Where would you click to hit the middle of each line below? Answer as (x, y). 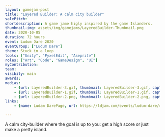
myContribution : (22, 65)
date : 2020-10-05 (23, 33)
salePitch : (16, 19)
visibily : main (21, 74)
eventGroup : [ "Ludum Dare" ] (34, 46)
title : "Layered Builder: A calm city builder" (55, 14)
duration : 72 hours (25, 37)
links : (12, 102)
